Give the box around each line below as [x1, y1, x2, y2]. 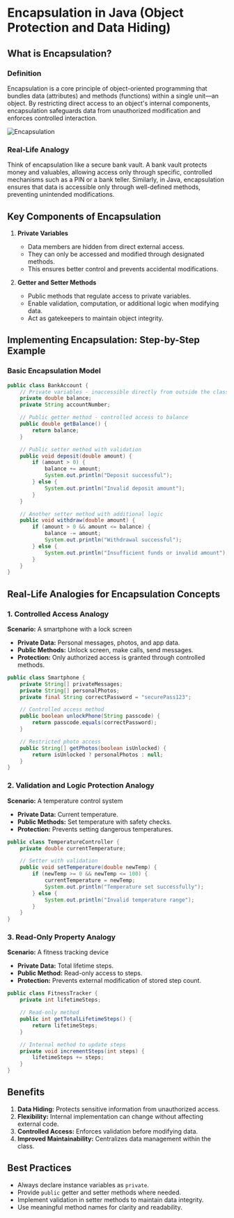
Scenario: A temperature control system [7, 797, 123, 805]
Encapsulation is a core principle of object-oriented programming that [7, 84, 208, 92]
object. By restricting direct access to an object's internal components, [7, 99, 211, 107]
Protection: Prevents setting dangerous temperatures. [17, 825, 173, 833]
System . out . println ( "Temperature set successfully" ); [44, 883, 204, 890]
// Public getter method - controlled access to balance [19, 414, 189, 421]
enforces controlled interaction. [7, 114, 97, 122]
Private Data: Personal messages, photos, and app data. [17, 638, 180, 647]
